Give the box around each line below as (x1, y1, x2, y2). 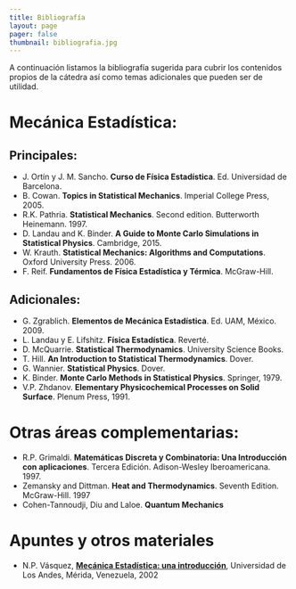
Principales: (9, 148, 78, 163)
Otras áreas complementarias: (9, 422, 239, 443)
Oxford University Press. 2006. (21, 257, 136, 267)
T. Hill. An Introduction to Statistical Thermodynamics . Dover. (21, 354, 254, 364)
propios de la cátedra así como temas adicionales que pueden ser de (9, 72, 263, 83)
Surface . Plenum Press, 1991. (21, 391, 131, 402)
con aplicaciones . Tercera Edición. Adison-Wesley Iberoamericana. (21, 462, 271, 472)
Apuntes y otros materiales (9, 531, 215, 551)
